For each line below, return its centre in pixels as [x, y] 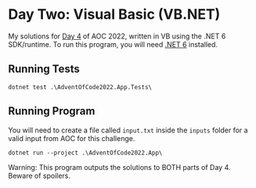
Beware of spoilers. [40, 175]
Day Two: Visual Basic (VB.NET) [114, 14]
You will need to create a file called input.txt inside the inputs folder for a [128, 130]
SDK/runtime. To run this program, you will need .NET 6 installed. [113, 44]
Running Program [52, 111]
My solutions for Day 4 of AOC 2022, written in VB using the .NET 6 [117, 36]
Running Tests [44, 69]
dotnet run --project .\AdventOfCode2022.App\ [85, 153]
